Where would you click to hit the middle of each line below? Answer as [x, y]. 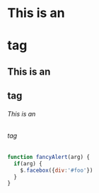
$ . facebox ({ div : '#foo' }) [57, 170]
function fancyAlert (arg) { [49, 157]
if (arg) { [28, 164]
